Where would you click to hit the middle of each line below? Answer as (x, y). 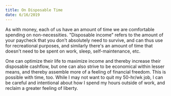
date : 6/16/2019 (23, 15)
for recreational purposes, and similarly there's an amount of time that (79, 45)
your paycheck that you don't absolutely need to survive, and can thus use (84, 40)
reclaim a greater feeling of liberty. (42, 88)
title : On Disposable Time (34, 10)
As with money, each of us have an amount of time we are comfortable (80, 29)
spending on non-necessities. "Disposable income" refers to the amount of (84, 35)
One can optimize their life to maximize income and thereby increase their (83, 61)
